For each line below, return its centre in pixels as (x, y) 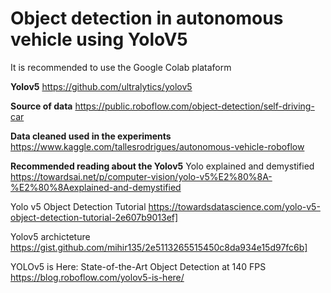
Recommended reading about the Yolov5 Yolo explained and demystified (162, 166)
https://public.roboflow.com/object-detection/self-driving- (194, 106)
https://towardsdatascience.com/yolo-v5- (234, 206)
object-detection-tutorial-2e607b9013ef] (94, 217)
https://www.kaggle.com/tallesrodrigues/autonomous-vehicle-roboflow (157, 146)
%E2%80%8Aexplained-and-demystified (96, 187)
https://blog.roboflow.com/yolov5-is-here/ (97, 277)
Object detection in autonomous (147, 18)
